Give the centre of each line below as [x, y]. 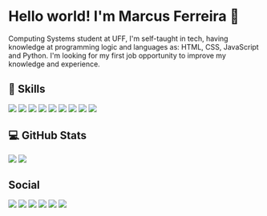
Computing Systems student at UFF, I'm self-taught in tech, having [118, 38]
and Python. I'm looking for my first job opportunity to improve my [117, 55]
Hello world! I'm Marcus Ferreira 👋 [124, 16]
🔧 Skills [27, 89]
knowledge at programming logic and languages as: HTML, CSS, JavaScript [133, 46]
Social [24, 184]
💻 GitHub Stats [47, 136]
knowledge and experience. [54, 64]
